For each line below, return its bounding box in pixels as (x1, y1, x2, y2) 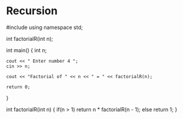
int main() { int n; (6, 46, 47, 54)
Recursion (6, 4, 58, 18)
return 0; (6, 84, 31, 90)
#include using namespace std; (6, 24, 83, 31)
